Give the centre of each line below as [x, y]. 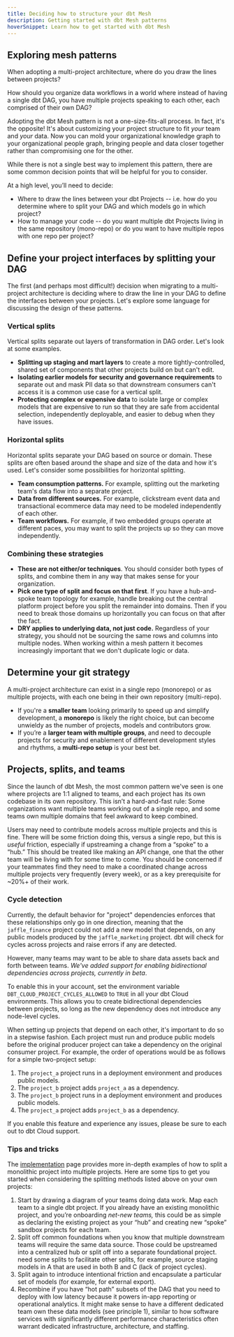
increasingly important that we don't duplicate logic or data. [103, 650]
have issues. [35, 422]
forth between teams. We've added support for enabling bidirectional [107, 965]
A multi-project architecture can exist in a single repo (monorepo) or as [109, 689]
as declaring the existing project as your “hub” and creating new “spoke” [122, 1222]
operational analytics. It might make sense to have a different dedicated [120, 1304]
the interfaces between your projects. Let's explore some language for [109, 301]
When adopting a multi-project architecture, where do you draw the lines [112, 72]
